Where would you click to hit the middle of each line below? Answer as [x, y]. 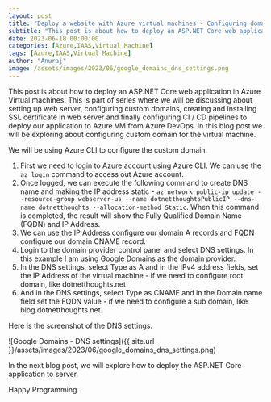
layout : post [30, 16]
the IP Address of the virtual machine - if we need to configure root [131, 275]
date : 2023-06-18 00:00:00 [54, 38]
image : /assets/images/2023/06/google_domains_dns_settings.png [119, 69]
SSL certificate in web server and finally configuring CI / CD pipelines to [128, 117]
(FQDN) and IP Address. [60, 224]
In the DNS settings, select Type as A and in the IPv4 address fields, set [139, 266]
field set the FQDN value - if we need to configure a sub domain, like [134, 301]
